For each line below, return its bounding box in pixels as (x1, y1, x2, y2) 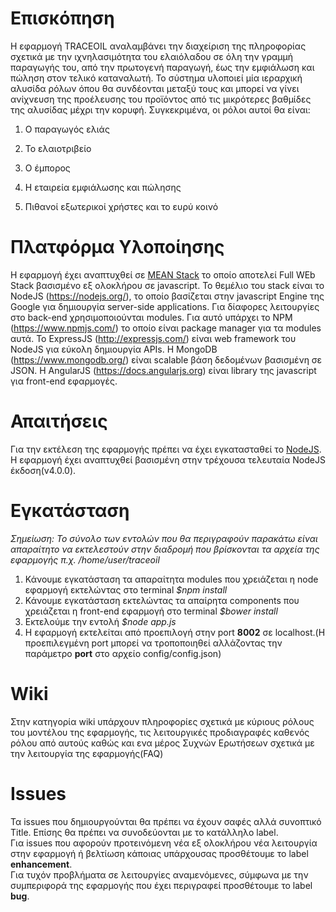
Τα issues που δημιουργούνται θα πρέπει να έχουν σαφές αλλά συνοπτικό (10, 815, 322, 827)
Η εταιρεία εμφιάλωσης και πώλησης (24, 181, 182, 193)
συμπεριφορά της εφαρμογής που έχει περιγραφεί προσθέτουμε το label (10, 879, 313, 891)
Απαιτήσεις (10, 410, 108, 433)
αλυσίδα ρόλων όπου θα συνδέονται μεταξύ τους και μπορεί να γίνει (10, 82, 300, 94)
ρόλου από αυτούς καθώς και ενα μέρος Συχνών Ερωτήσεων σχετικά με (10, 737, 315, 749)
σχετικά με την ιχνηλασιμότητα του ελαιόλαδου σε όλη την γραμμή (10, 50, 293, 62)
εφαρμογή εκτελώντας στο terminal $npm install (24, 583, 228, 596)
